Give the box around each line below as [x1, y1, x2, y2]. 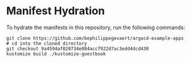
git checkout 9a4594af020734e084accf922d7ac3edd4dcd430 [6, 46, 149, 52]
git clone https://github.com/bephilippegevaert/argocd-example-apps [6, 35, 184, 41]
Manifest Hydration [6, 4, 105, 18]
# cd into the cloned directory [6, 40, 87, 46]
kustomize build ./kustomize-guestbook [6, 51, 106, 57]
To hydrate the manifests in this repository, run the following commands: [6, 24, 186, 31]
